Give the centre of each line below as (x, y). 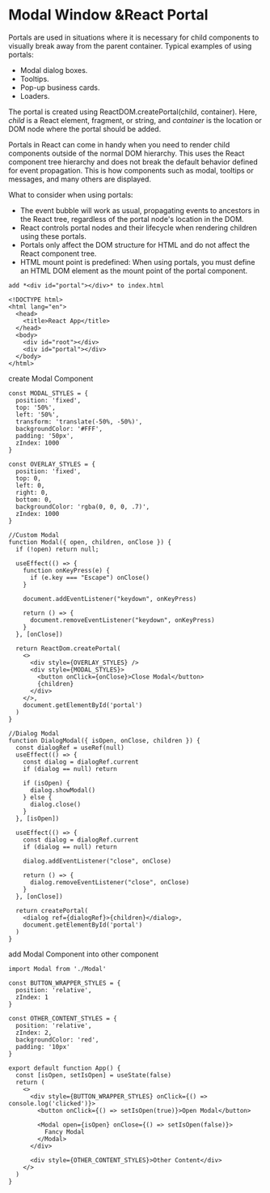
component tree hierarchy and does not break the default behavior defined (133, 162)
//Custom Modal (34, 535)
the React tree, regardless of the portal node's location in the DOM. (132, 219)
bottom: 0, (34, 500)
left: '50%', (38, 415)
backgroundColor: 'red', (57, 1040)
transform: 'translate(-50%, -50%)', (79, 422)
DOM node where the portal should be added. (85, 129)
